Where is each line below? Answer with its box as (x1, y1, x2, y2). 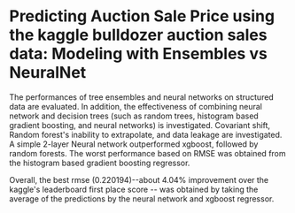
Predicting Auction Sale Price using (9, 6, 276, 27)
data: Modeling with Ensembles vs (9, 44, 268, 64)
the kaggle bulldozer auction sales (9, 25, 268, 45)
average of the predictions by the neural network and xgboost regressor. (9, 193, 275, 204)
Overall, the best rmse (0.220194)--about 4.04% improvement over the (9, 174, 269, 185)
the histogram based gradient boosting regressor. (9, 157, 190, 168)
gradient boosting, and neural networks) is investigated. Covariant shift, (9, 119, 271, 130)
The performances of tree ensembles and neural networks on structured (9, 91, 275, 103)
